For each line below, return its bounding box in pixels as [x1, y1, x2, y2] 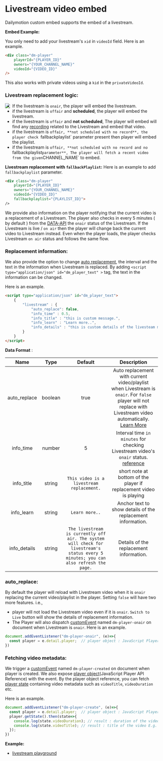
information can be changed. [5, 275, 63, 280]
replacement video [112, 486, 155, 493]
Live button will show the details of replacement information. [12, 614, 133, 620]
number [42, 445, 60, 451]
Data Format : [5, 347, 33, 353]
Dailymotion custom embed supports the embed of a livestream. [5, 19, 133, 25]
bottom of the [118, 474, 149, 481]
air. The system [67, 536, 105, 541]
